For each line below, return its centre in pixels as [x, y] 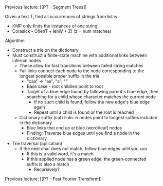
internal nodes [27, 60]
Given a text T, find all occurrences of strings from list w [61, 16]
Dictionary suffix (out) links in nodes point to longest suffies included [88, 117]
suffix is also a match [48, 164]
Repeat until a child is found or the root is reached [84, 112]
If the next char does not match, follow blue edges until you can [83, 149]
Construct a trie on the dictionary [45, 50]
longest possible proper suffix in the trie [59, 76]
